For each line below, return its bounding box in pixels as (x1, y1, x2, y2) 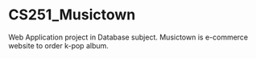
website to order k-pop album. (8, 40, 109, 50)
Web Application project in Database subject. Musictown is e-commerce (8, 32, 249, 42)
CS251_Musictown (8, 6, 136, 24)
